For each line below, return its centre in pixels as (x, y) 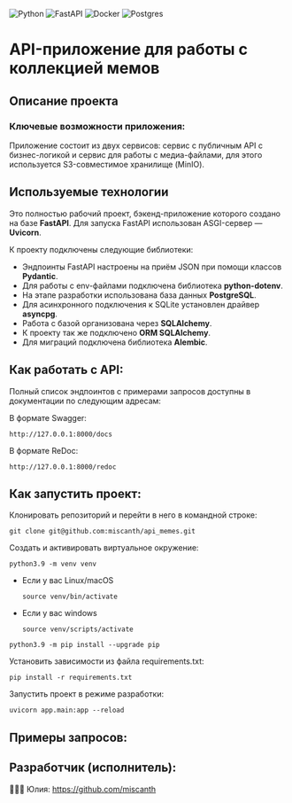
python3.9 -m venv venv (53, 564)
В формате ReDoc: (44, 450)
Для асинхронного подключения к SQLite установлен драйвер (141, 304)
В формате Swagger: (48, 417)
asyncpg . (39, 314)
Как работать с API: (66, 370)
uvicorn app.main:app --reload (67, 710)
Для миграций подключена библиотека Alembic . (115, 342)
